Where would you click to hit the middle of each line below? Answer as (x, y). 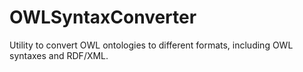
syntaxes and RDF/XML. (59, 55)
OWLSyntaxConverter (103, 17)
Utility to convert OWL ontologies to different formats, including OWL (151, 45)
